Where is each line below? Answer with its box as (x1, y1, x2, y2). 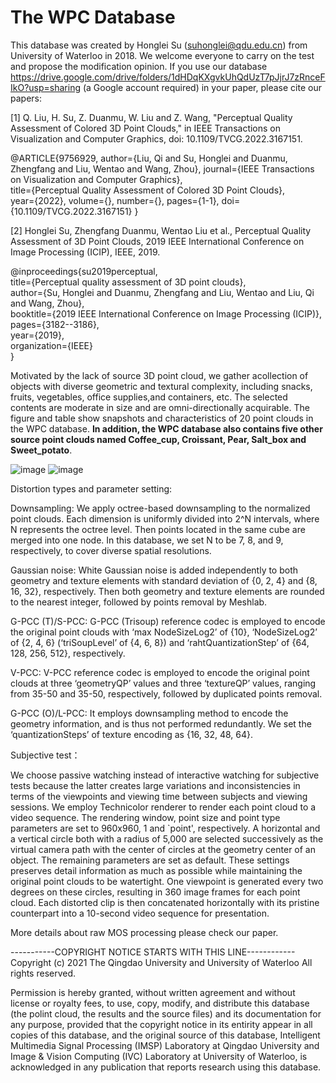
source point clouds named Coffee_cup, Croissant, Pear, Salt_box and (10, 433, 307, 445)
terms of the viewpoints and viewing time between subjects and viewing (10, 790, 308, 802)
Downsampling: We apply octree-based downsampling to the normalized (10, 502, 311, 514)
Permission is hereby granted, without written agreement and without (10, 986, 296, 998)
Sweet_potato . (10, 444, 73, 456)
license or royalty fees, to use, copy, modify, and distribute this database (10, 997, 310, 1009)
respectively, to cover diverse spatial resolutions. (10, 544, 212, 556)
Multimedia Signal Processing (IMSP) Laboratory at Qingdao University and (10, 1039, 320, 1051)
